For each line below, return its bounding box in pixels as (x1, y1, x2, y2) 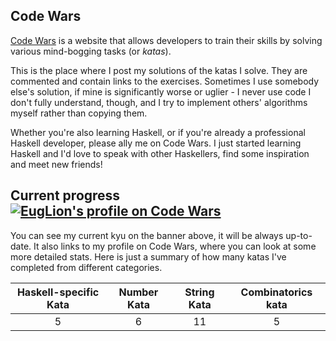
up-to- (285, 229, 313, 241)
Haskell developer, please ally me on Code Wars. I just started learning (10, 137, 302, 149)
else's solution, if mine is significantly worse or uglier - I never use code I (10, 85, 312, 98)
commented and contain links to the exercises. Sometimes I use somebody (10, 75, 320, 87)
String (184, 285, 215, 299)
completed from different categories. (10, 261, 163, 273)
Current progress (10, 187, 121, 204)
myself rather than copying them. (10, 107, 148, 119)
